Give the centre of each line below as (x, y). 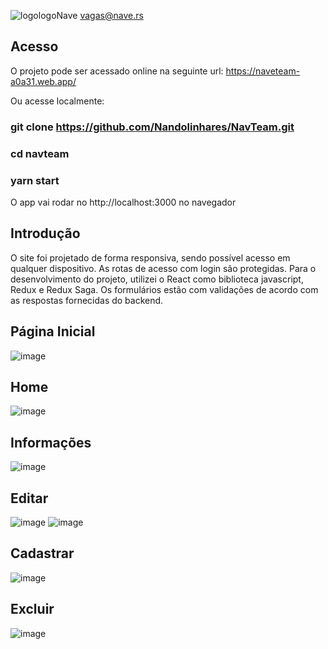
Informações (51, 442)
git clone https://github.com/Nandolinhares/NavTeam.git (152, 127)
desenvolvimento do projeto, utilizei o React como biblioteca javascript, (157, 279)
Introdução (45, 233)
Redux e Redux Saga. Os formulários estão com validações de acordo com (164, 289)
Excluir (32, 609)
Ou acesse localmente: (57, 101)
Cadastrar (42, 553)
